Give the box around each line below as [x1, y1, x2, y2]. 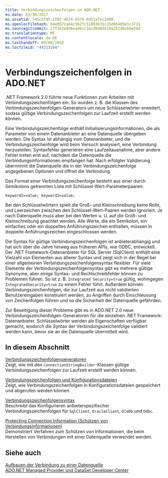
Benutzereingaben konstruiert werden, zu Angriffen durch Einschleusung [5, 292, 157, 298]
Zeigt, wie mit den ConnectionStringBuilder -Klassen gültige [5, 362, 129, 368]
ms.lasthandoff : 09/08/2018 [5, 40, 64, 45]
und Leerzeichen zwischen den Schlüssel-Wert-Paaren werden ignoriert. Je [5, 207, 162, 213]
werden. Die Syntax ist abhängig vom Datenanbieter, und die [5, 136, 131, 142]
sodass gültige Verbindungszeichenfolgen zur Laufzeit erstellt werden [5, 110, 151, 116]
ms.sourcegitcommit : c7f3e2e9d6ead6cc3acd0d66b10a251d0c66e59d [5, 26, 141, 31]
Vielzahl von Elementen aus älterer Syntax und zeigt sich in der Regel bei [5, 254, 156, 260]
